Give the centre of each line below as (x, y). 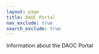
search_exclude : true (34, 28)
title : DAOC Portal (31, 17)
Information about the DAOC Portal (50, 46)
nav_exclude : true (29, 23)
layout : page (23, 12)
